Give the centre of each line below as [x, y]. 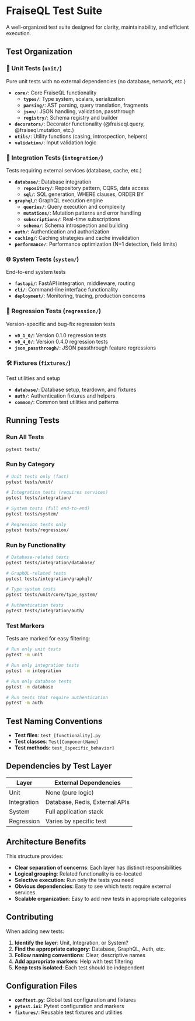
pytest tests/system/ [32, 514]
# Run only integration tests [43, 666]
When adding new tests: [35, 931]
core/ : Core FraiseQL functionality [55, 93]
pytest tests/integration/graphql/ [49, 579]
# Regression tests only [36, 524]
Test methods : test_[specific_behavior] [65, 748]
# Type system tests [31, 589]
